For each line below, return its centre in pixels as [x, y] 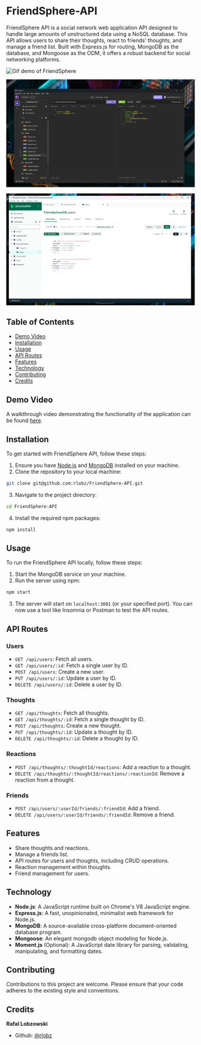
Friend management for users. [52, 873]
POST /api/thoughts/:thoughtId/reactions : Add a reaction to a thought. [103, 767]
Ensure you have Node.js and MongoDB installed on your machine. [97, 466]
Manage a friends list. [42, 854]
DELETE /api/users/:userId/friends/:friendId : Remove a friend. [95, 815]
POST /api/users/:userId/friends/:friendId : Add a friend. [87, 808]
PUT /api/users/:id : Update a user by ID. [66, 678]
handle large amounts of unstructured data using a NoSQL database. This [97, 34]
